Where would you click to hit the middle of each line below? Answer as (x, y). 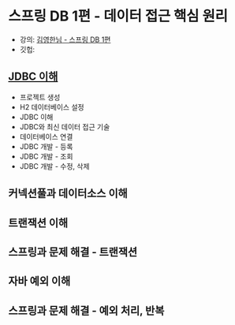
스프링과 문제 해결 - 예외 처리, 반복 (86, 310)
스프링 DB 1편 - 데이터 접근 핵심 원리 (118, 16)
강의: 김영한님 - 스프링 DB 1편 (65, 39)
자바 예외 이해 (39, 281)
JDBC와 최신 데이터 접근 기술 (65, 126)
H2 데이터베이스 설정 (52, 106)
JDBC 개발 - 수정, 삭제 (54, 166)
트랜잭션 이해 (38, 223)
